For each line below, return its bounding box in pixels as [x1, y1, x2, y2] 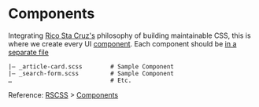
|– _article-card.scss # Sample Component [8, 62, 175, 71]
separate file [8, 47, 49, 57]
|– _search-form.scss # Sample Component [8, 69, 175, 77]
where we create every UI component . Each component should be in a [8, 39, 237, 48]
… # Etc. [8, 76, 132, 84]
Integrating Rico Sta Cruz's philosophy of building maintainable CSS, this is [8, 31, 251, 40]
